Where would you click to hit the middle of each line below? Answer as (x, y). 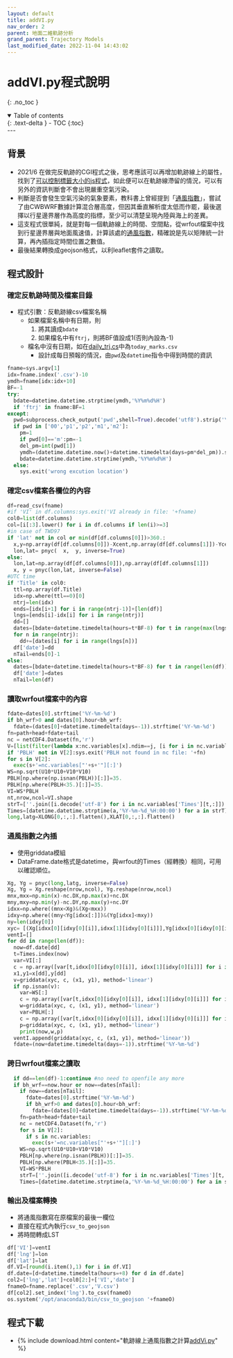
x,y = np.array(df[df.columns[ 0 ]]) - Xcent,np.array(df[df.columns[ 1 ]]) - (116, 544)
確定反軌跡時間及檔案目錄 (50, 296)
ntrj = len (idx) (34, 602)
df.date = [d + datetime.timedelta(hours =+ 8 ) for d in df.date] (96, 1274)
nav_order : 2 (26, 26)
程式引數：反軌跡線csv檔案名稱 (62, 312)
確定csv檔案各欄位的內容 (49, 491)
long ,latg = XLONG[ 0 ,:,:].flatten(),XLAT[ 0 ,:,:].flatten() (91, 817)
